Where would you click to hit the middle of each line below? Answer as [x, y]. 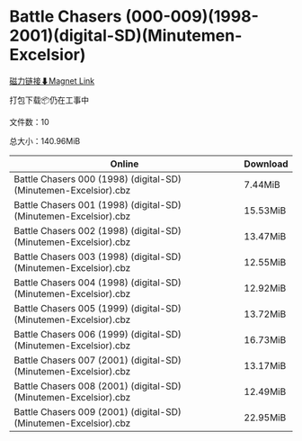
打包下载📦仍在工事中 [49, 100]
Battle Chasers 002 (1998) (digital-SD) [98, 230]
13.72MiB [265, 314]
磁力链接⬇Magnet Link [52, 81]
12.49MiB [265, 391]
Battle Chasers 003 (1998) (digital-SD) [98, 256]
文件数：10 [29, 121]
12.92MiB [265, 288]
